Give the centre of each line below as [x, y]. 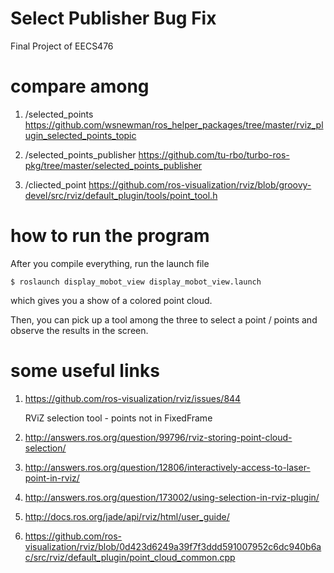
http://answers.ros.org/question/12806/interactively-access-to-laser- [167, 467]
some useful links [85, 371]
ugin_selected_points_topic [80, 135]
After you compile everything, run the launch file [110, 263]
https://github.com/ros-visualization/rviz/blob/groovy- [200, 184]
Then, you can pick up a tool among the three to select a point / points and [164, 319]
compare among [80, 86]
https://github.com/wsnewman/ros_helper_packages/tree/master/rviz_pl [174, 124]
